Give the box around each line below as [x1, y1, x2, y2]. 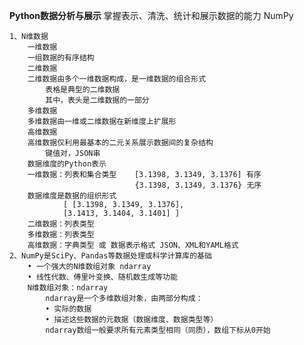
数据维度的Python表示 [27, 159, 107, 169]
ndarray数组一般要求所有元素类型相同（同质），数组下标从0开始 [45, 325, 271, 335]
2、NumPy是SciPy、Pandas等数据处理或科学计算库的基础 [9, 251, 212, 261]
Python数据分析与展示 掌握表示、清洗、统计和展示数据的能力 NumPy [9, 10, 294, 21]
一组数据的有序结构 [27, 53, 95, 63]
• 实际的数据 [45, 304, 92, 314]
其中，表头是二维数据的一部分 [45, 95, 150, 105]
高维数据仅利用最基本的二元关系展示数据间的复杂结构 [27, 138, 214, 148]
